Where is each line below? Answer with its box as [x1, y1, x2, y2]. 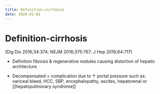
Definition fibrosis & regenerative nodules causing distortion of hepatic [12, 58, 156, 64]
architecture [12, 64, 37, 70]
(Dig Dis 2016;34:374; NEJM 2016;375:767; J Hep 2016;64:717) [5, 49, 133, 55]
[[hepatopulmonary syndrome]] [12, 84, 76, 90]
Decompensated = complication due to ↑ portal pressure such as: [12, 73, 146, 79]
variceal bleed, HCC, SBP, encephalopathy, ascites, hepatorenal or [12, 78, 147, 84]
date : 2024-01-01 [5, 12, 41, 17]
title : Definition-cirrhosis [5, 7, 65, 12]
